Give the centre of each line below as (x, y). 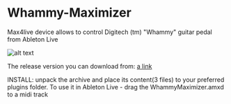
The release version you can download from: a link (80, 66)
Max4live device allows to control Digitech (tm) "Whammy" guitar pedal (110, 32)
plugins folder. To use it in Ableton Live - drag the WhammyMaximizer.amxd (115, 87)
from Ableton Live (33, 39)
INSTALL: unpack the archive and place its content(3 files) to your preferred (116, 79)
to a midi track (28, 94)
